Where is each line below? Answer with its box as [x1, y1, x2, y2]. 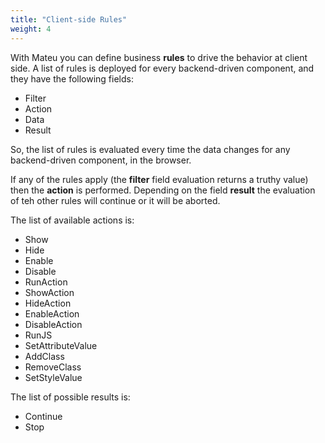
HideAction [24, 297, 72, 309]
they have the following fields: [10, 72, 134, 85]
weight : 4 [10, 24, 52, 34]
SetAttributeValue [24, 339, 98, 351]
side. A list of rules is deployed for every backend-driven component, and [10, 62, 315, 74]
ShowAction [24, 286, 75, 298]
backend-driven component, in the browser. [10, 154, 192, 166]
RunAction [24, 276, 68, 288]
